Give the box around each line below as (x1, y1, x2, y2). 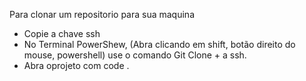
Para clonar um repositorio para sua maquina (9, 9, 195, 20)
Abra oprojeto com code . (23, 60, 130, 71)
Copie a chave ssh (23, 28, 101, 39)
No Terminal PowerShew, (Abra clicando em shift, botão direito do (23, 39, 296, 50)
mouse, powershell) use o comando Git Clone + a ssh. (23, 49, 247, 61)
